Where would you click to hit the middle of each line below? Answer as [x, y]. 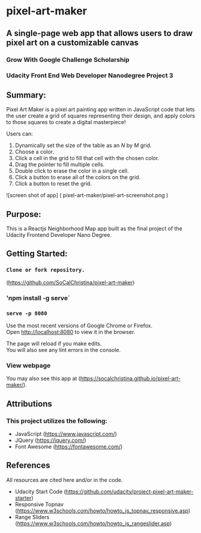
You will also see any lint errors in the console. [64, 350]
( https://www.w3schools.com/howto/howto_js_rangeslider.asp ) [93, 523]
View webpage [28, 365]
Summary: [26, 95]
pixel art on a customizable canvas [73, 42]
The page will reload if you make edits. [54, 344]
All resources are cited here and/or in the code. [64, 480]
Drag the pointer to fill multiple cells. [60, 165]
